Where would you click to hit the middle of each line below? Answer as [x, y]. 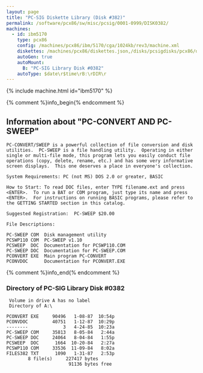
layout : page [23, 12]
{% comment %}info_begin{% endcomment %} [66, 103]
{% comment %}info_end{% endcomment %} [63, 273]
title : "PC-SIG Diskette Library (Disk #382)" [66, 18]
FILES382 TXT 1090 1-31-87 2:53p [60, 354]
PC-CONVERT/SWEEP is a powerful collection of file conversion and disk [100, 145]
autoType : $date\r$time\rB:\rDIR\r [62, 74]
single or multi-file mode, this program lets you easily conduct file [98, 156]
